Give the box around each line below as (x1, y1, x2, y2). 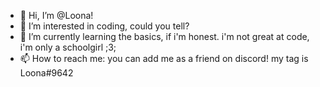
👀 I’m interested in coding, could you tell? (19, 20, 190, 32)
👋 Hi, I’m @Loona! (19, 10, 94, 21)
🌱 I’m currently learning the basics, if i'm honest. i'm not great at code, (19, 31, 310, 42)
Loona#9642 (19, 67, 74, 79)
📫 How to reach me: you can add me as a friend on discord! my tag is (19, 53, 309, 64)
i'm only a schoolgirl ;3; (19, 41, 117, 53)
